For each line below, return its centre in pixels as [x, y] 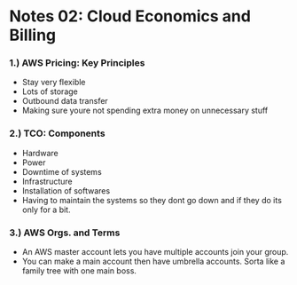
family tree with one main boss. [79, 271]
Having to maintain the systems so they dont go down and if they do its [152, 200]
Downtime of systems [62, 171]
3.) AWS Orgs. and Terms [65, 233]
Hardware [40, 153]
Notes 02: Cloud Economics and [130, 16]
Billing [32, 35]
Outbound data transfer [65, 101]
